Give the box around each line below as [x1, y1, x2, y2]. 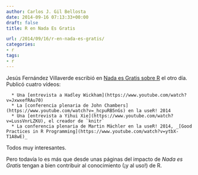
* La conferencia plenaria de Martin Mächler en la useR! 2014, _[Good [11, 123, 193, 129]
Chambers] [104, 102, 129, 109]
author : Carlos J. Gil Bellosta [6, 8, 86, 15]
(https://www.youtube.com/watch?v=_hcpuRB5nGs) [6, 107, 126, 113]
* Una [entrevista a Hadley [11, 92, 81, 98]
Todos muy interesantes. [6, 144, 66, 151]
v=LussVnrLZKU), [6, 118, 46, 124]
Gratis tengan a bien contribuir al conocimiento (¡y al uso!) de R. [6, 161, 162, 169]
